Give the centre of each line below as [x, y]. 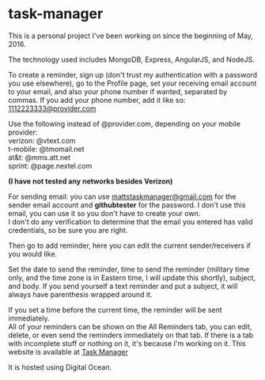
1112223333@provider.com [52, 108]
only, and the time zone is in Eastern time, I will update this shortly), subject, [132, 277]
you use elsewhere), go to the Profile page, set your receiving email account [132, 83]
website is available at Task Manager [68, 351]
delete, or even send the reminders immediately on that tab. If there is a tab [131, 335]
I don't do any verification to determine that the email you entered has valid [131, 222]
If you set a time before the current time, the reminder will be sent [115, 310]
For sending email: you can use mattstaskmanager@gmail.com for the [122, 196]
